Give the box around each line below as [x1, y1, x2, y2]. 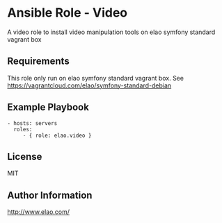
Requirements [7, 56, 70, 67]
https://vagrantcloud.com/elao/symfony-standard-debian [7, 81, 172, 90]
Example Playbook [7, 101, 89, 113]
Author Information [7, 189, 93, 201]
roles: [13, 126, 33, 133]
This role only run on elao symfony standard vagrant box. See [7, 74, 184, 82]
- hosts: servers [7, 119, 58, 126]
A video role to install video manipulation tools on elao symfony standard [7, 28, 216, 36]
